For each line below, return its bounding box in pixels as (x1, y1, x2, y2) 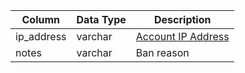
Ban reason (135, 46, 190, 59)
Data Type (76, 13, 127, 26)
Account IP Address (135, 30, 230, 43)
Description (154, 13, 212, 26)
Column (21, 13, 61, 26)
